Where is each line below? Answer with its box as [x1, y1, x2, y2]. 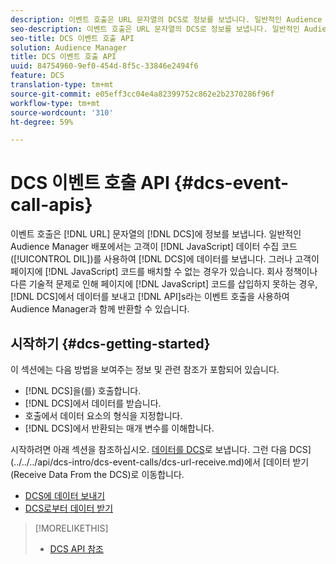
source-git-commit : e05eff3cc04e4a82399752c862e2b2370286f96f [10, 89, 275, 99]
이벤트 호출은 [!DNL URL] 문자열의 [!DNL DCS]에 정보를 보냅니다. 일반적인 [10, 228, 302, 240]
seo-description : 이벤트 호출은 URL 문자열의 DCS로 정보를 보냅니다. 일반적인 [10, 24, 300, 34]
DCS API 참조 [49, 543, 104, 555]
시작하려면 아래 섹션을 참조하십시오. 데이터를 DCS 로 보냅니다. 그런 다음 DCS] [10, 444, 312, 455]
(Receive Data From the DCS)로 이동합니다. [10, 469, 185, 480]
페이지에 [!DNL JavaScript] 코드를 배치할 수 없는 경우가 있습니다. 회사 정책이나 [10, 266, 318, 278]
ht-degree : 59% [10, 117, 74, 127]
